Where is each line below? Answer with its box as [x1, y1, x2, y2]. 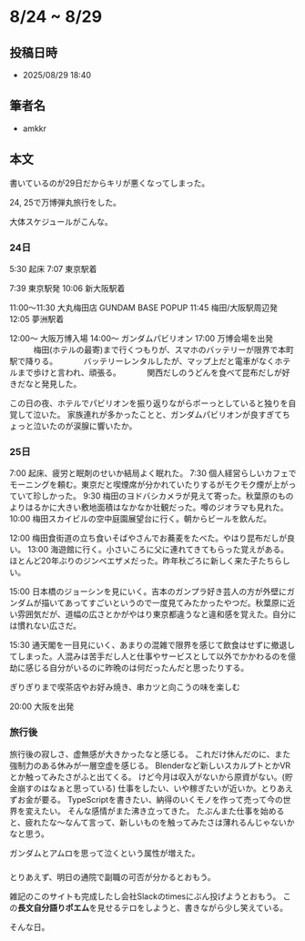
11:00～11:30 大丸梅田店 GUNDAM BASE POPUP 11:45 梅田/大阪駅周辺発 [9, 302, 278, 313]
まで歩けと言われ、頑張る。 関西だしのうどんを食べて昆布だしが [16, 367, 282, 378]
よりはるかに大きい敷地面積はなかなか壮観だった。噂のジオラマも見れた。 [9, 502, 289, 513]
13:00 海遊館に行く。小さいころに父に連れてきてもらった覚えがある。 [26, 544, 290, 555]
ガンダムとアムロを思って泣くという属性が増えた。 [9, 847, 200, 858]
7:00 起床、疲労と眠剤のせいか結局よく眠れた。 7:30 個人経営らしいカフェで [9, 468, 297, 479]
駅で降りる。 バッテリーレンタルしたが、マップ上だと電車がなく [9, 355, 275, 366]
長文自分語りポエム [17, 903, 89, 914]
